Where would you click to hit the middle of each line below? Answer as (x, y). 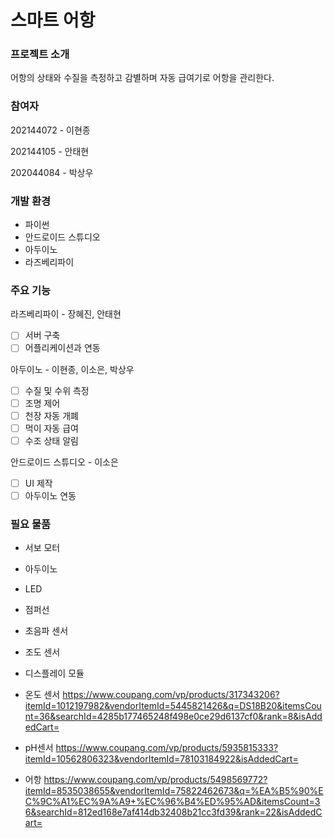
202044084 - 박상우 (52, 172)
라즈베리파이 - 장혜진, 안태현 (66, 314)
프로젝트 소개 (40, 54)
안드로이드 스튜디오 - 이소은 (64, 462)
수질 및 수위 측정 (57, 390)
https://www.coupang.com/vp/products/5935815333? (167, 748)
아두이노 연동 (50, 495)
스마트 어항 (53, 20)
